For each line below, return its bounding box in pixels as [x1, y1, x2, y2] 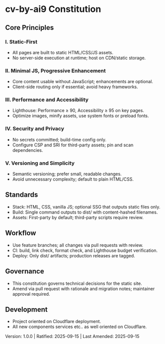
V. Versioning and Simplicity [5, 159, 75, 166]
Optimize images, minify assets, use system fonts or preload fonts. [12, 113, 149, 119]
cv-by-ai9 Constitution [5, 3, 101, 15]
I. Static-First [5, 38, 38, 45]
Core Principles [5, 23, 54, 32]
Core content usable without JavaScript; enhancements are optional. [12, 79, 153, 85]
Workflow [5, 229, 36, 237]
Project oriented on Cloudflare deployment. [12, 319, 101, 325]
